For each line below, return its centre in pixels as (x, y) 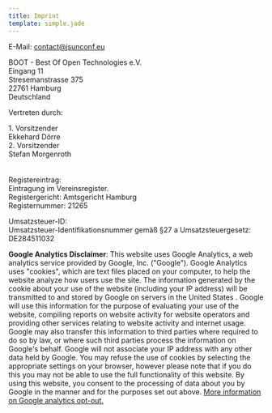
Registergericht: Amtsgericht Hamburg (73, 197)
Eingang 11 (26, 70)
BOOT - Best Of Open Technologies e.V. (75, 62)
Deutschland (30, 96)
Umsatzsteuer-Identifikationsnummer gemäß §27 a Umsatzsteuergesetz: (130, 230)
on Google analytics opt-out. (56, 400)
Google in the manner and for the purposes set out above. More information (135, 392)
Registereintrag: (35, 180)
